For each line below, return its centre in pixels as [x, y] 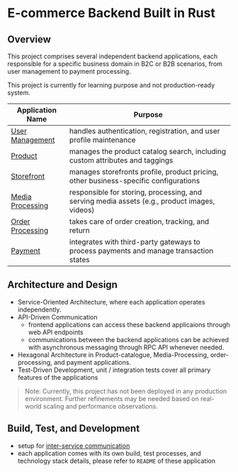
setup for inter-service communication [74, 446]
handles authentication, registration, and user [145, 131]
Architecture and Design [63, 285]
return [80, 230]
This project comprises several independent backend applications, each [113, 56]
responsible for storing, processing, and [136, 192]
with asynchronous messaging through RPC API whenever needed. [126, 347]
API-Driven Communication [57, 317]
